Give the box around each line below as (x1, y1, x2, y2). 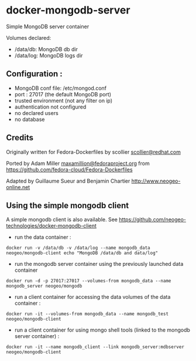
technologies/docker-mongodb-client (6, 222, 97, 230)
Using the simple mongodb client (6, 200, 129, 210)
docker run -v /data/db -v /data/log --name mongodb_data (6, 245, 150, 251)
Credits (6, 133, 34, 143)
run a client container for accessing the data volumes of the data (14, 293, 171, 301)
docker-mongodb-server (6, 4, 130, 17)
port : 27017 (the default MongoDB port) (14, 90, 112, 97)
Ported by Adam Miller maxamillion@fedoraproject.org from (6, 160, 150, 167)
